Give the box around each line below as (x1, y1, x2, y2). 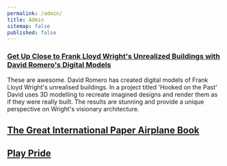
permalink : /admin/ (7, 10, 63, 17)
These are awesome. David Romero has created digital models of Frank (7, 76, 209, 84)
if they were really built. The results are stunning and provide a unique (7, 97, 204, 106)
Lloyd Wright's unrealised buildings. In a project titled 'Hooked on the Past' (7, 83, 217, 91)
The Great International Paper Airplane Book (7, 124, 200, 136)
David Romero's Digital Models (7, 60, 111, 70)
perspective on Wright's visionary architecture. (7, 105, 139, 113)
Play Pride (7, 148, 51, 159)
